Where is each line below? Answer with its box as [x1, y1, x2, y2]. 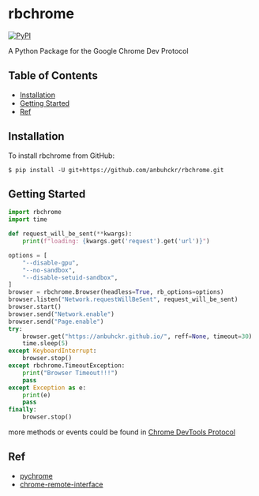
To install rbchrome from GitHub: [8, 151, 115, 160]
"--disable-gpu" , [22, 258, 80, 267]
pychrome [19, 471, 53, 480]
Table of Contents [8, 69, 99, 83]
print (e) [22, 391, 51, 399]
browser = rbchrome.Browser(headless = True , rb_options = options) [8, 288, 224, 296]
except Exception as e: [8, 384, 87, 392]
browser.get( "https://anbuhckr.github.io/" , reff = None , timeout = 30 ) [22, 333, 253, 340]
